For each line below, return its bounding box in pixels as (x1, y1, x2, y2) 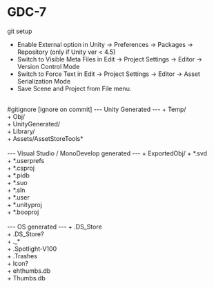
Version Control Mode (17, 62, 80, 70)
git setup (7, 27, 32, 35)
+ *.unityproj (7, 200, 43, 209)
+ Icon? (7, 259, 29, 267)
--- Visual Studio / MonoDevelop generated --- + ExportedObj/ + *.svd (7, 149, 208, 157)
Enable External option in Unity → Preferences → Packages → (17, 40, 193, 48)
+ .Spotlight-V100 (7, 244, 57, 253)
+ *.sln (7, 186, 26, 194)
